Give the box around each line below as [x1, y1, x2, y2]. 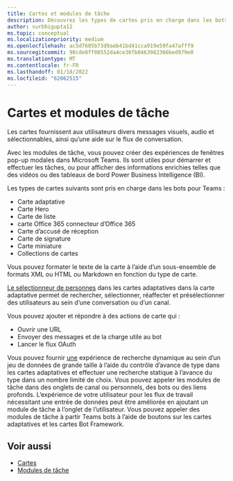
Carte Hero [17, 205, 49, 213]
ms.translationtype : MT [7, 56, 76, 63]
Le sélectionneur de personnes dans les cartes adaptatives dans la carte [7, 284, 215, 292]
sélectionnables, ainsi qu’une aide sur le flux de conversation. [7, 135, 184, 143]
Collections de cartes [17, 250, 78, 258]
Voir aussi [7, 440, 51, 452]
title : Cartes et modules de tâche [7, 10, 110, 17]
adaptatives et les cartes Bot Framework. [7, 420, 125, 428]
